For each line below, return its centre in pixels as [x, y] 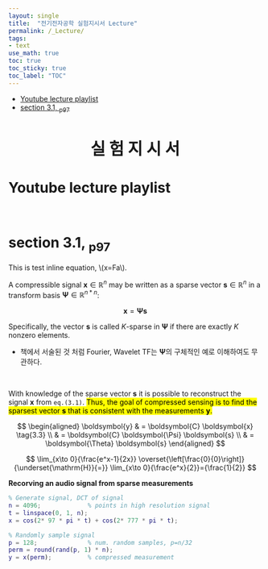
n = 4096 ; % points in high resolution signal [109, 506]
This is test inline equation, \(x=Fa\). [68, 268]
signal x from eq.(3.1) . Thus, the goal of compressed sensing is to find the [133, 402]
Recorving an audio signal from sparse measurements [101, 484]
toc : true [25, 61]
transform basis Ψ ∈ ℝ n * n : [54, 294]
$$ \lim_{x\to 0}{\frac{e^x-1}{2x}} [81, 459]
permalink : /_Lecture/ [46, 31]
